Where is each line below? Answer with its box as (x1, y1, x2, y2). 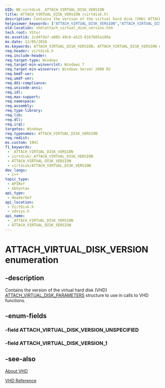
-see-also (5, 355, 36, 363)
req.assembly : (5, 104, 34, 108)
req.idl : (5, 90, 23, 95)
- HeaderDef (7, 195, 32, 200)
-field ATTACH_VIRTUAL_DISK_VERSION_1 (5, 340, 108, 347)
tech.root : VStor (5, 30, 41, 35)
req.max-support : (5, 94, 41, 99)
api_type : (5, 190, 26, 195)
